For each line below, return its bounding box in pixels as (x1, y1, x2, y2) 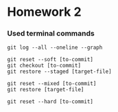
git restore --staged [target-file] (7, 68, 112, 76)
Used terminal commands (7, 29, 95, 38)
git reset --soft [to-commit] (7, 56, 94, 63)
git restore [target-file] (7, 87, 84, 93)
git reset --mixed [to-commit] (7, 80, 97, 87)
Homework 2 (7, 4, 82, 20)
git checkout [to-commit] (7, 63, 81, 69)
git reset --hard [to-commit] (7, 98, 94, 105)
